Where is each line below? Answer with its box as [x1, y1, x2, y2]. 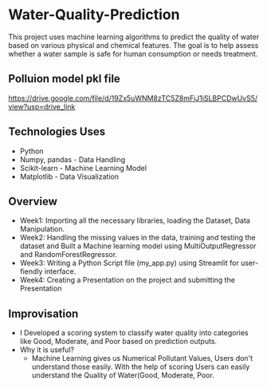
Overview [8, 194, 58, 208]
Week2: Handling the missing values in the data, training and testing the [19, 233, 256, 243]
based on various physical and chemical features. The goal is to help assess [8, 40, 259, 49]
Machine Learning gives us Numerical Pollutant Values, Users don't [31, 354, 253, 363]
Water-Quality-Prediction [8, 6, 180, 24]
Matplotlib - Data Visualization [19, 172, 120, 181]
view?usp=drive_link [8, 101, 76, 111]
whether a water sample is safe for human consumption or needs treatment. [8, 49, 258, 58]
